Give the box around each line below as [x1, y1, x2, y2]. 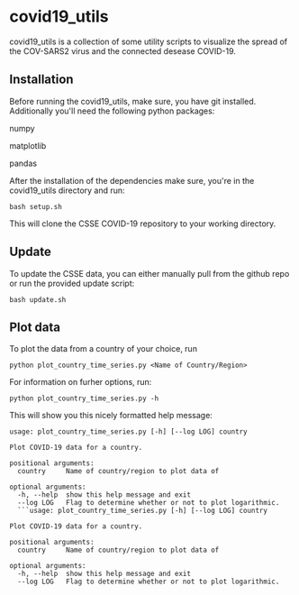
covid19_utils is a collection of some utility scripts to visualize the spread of [9, 36, 288, 47]
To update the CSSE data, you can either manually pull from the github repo [9, 268, 290, 279]
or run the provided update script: [9, 278, 135, 288]
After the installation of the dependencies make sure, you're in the [9, 175, 255, 186]
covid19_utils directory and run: [9, 185, 125, 196]
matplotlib [9, 140, 47, 151]
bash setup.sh [9, 202, 63, 211]
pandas [9, 158, 38, 169]
